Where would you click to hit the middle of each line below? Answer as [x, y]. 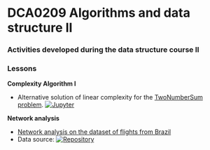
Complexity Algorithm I [42, 84]
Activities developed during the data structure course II [103, 50]
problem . [30, 105]
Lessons [22, 69]
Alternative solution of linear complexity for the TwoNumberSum [110, 97]
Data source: [36, 139]
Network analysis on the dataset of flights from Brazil [94, 132]
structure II [40, 28]
